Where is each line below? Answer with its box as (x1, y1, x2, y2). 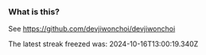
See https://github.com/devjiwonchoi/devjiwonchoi (8, 24, 176, 34)
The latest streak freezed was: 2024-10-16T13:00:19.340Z (8, 39, 199, 49)
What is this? (8, 6, 60, 17)
